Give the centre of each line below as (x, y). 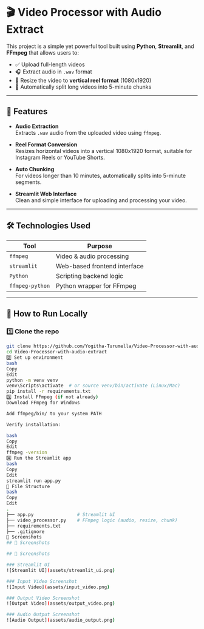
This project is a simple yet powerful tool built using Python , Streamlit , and (100, 46)
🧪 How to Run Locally (47, 314)
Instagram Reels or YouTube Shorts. (60, 157)
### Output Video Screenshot (43, 598)
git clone (19, 346)
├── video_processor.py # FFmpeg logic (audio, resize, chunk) (92, 520)
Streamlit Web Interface (46, 194)
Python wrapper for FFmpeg (96, 285)
